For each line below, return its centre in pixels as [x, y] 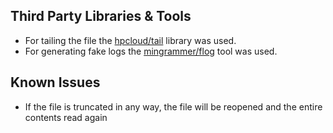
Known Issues [55, 82]
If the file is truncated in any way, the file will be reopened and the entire [173, 106]
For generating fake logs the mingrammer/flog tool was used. [151, 51]
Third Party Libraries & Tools [101, 16]
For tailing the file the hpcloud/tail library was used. [130, 40]
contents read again [66, 117]
